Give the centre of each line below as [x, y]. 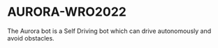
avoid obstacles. [31, 38]
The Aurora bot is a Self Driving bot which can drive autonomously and [109, 31]
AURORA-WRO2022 [67, 12]
